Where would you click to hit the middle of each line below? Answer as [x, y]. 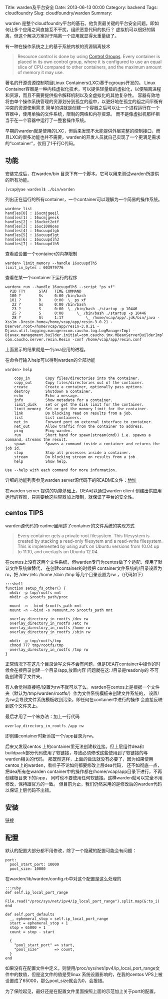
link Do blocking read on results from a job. [74, 413]
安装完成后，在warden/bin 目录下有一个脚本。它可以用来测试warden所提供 [82, 174]
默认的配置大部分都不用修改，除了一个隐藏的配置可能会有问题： [71, 851]
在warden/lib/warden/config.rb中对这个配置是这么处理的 [63, 879]
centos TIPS [24, 513]
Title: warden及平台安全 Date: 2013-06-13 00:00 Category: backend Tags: [81, 7]
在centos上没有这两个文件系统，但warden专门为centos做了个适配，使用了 [82, 562]
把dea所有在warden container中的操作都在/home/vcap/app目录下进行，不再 [84, 771]
